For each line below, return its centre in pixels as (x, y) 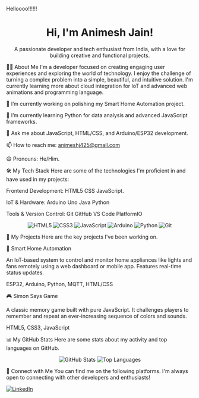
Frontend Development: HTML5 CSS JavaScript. (65, 190)
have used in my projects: (38, 179)
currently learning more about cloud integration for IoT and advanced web (97, 86)
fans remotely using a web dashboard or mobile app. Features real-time (94, 266)
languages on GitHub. (33, 348)
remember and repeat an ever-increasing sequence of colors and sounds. (97, 316)
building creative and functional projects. (100, 55)
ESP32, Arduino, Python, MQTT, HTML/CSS (60, 284)
